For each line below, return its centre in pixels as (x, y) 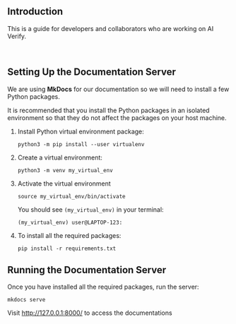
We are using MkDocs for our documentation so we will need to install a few (118, 89)
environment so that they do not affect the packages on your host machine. (117, 118)
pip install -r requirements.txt (67, 248)
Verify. (17, 36)
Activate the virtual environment (64, 184)
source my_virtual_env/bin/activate (71, 196)
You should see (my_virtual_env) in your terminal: (90, 209)
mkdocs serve (26, 300)
